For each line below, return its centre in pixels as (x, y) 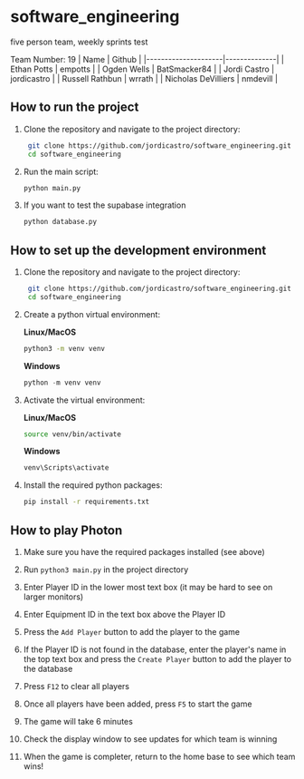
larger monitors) (53, 597)
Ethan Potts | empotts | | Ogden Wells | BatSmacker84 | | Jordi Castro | (142, 69)
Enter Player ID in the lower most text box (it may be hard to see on (148, 587)
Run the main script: (61, 171)
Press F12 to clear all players (76, 686)
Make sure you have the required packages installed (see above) (144, 552)
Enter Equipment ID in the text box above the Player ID (124, 614)
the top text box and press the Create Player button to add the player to (157, 659)
